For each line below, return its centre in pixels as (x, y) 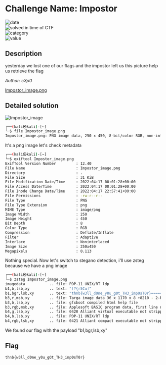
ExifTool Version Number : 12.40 (48, 163)
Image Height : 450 (46, 219)
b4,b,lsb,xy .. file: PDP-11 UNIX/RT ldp (57, 316)
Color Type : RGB (46, 228)
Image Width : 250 (46, 214)
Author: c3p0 (19, 80)
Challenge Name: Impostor (61, 9)
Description (23, 54)
